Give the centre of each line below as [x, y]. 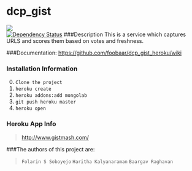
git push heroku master [46, 102]
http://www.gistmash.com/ [55, 137]
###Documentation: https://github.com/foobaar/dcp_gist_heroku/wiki [94, 53]
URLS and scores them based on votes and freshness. [75, 40]
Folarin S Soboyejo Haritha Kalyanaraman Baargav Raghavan [97, 161]
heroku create [33, 89]
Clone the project [39, 83]
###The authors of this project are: [51, 149]
